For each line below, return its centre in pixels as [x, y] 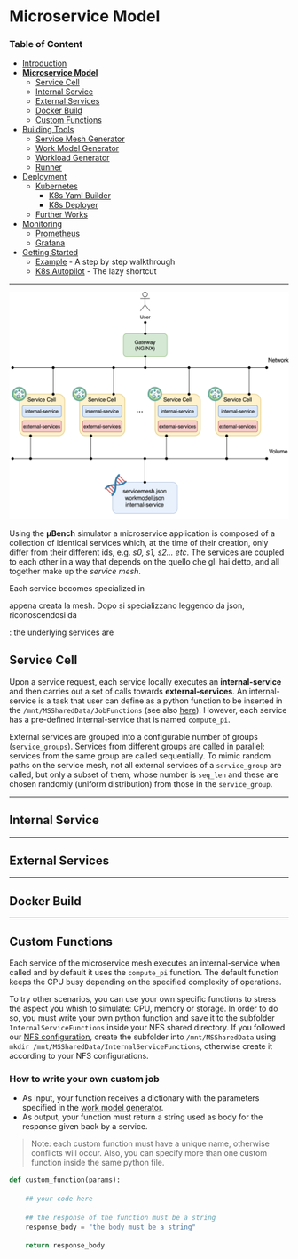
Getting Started [50, 253]
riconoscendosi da [43, 615]
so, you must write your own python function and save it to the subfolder [142, 1018]
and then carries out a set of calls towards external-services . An [128, 691]
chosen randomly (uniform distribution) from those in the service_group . [141, 783]
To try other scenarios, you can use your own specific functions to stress [143, 999]
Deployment [44, 177]
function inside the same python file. [98, 1163]
